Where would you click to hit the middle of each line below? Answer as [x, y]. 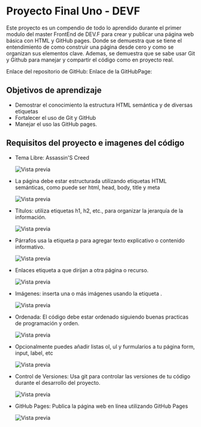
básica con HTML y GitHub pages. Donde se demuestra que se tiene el [94, 40]
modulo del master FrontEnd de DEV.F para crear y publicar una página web [100, 34]
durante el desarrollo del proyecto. [58, 382]
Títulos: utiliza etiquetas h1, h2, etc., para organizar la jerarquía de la [99, 210]
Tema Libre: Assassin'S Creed [52, 157]
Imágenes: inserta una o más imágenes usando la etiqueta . [88, 293]
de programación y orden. [47, 323]
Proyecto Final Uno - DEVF [73, 11]
